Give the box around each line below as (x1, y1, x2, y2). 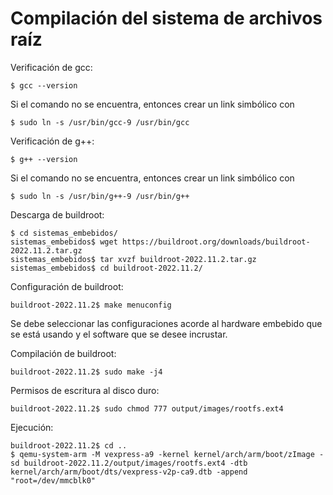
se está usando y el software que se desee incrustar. (10, 328, 228, 340)
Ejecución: (10, 421, 54, 433)
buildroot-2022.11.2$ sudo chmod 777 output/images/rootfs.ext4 (10, 403, 284, 414)
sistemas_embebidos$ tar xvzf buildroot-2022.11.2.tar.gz (10, 254, 257, 264)
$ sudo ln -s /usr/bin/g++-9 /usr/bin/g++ (10, 191, 190, 201)
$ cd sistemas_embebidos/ (10, 228, 118, 238)
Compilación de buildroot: (10, 347, 117, 359)
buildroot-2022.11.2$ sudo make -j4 (10, 367, 163, 377)
